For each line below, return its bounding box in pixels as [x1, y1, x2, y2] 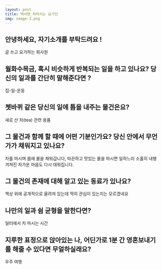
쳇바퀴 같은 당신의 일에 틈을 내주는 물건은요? [5, 103, 130, 112]
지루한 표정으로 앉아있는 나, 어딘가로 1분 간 [5, 236, 125, 244]
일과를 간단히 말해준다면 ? [18, 74, 91, 82]
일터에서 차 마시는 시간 [5, 220, 48, 226]
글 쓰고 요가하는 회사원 [5, 49, 48, 55]
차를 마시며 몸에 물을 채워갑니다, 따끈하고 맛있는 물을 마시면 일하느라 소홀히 [5, 155, 148, 161]
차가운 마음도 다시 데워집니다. [18, 161, 74, 168]
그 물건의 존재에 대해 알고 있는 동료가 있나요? [5, 177, 131, 185]
